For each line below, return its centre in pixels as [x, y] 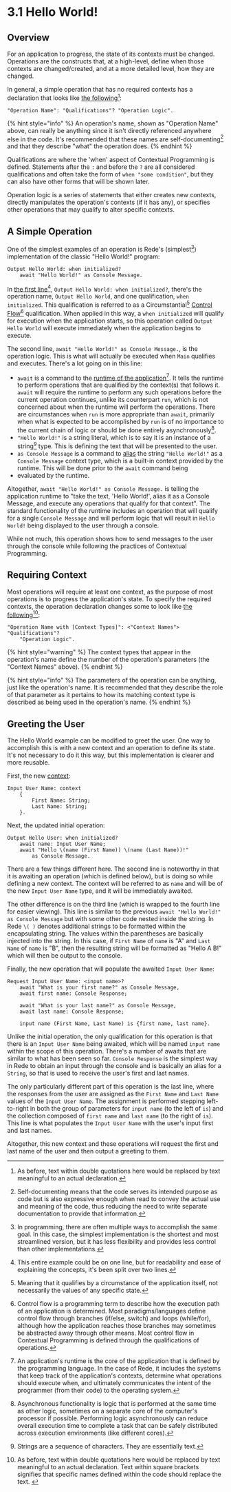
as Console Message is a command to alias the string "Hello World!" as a [120, 453]
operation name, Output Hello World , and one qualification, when [98, 296]
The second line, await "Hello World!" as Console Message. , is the [102, 348]
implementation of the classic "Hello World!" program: [84, 256]
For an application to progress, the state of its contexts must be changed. [111, 54]
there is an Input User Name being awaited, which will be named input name [114, 1044]
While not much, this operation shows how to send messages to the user [110, 538]
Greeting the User [46, 724]
